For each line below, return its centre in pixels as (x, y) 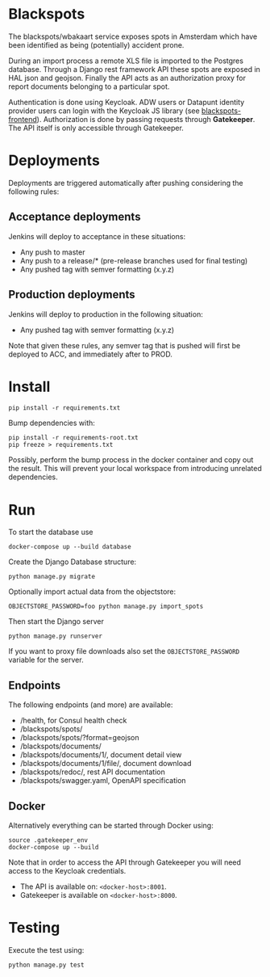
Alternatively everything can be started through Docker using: (111, 825)
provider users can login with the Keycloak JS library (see (104, 111)
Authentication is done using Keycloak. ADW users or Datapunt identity (127, 102)
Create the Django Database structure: (73, 562)
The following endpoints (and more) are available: (91, 705)
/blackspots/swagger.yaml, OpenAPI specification (103, 781)
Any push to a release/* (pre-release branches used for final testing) (134, 260)
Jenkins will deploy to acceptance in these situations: (97, 236)
